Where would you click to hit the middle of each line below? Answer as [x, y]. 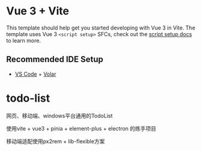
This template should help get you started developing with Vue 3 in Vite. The [101, 28]
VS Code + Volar [35, 74]
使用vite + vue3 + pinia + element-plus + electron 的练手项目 [81, 128]
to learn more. [23, 40]
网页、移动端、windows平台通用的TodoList [59, 116]
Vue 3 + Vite [38, 11]
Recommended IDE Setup [55, 59]
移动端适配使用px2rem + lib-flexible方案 [55, 141]
